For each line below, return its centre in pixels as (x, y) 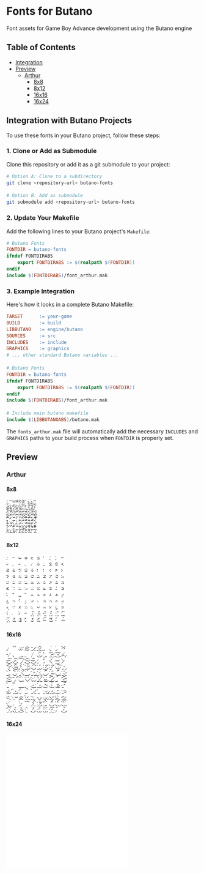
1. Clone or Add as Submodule (52, 151)
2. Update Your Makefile (43, 218)
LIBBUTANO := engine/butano (45, 329)
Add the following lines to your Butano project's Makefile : (78, 231)
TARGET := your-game (39, 316)
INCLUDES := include (37, 342)
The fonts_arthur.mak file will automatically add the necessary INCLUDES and (102, 431)
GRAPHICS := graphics (38, 349)
